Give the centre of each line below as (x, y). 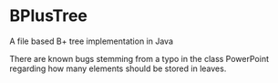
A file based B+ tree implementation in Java (91, 41)
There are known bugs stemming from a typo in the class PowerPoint (139, 58)
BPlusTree (49, 16)
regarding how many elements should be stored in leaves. (118, 68)
